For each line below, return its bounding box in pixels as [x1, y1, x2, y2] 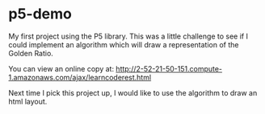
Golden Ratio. [8, 48, 54, 58]
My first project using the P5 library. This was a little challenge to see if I [8, 31, 249, 41]
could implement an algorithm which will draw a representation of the [8, 39, 239, 49]
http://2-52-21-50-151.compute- [116, 63, 223, 73]
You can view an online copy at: [8, 63, 115, 73]
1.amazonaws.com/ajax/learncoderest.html [8, 72, 152, 82]
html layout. [8, 96, 48, 106]
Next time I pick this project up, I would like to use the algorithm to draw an [8, 88, 258, 97]
